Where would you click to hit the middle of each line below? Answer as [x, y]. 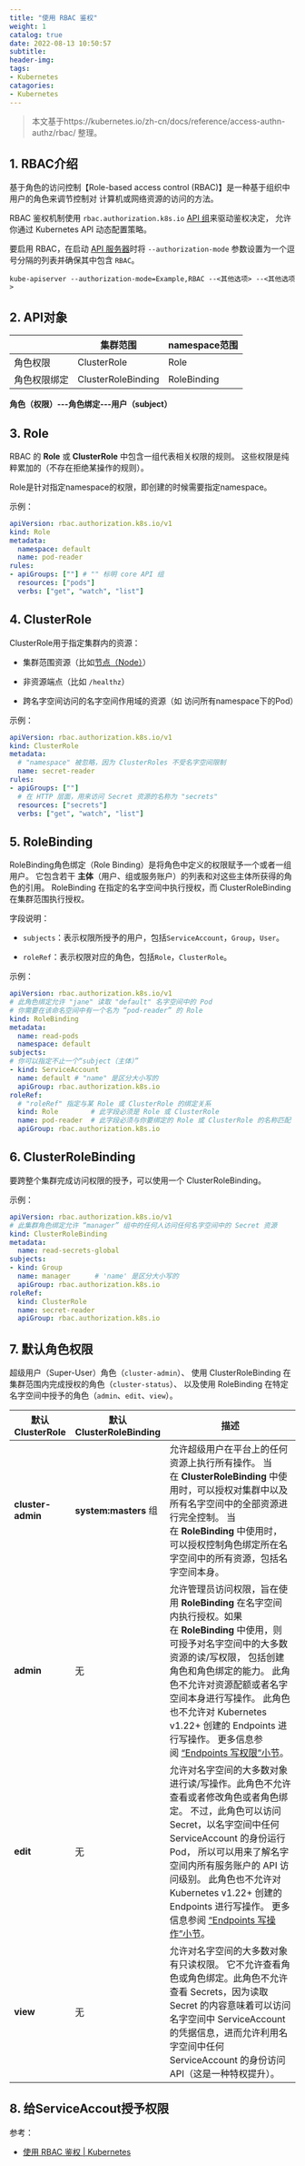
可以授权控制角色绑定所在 [224, 1545]
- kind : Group [36, 1268]
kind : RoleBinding [44, 1019]
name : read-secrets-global [69, 1251]
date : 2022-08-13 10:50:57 [60, 43]
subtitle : [28, 52]
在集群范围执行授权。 [49, 899]
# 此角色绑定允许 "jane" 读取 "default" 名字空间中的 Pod [111, 1002]
